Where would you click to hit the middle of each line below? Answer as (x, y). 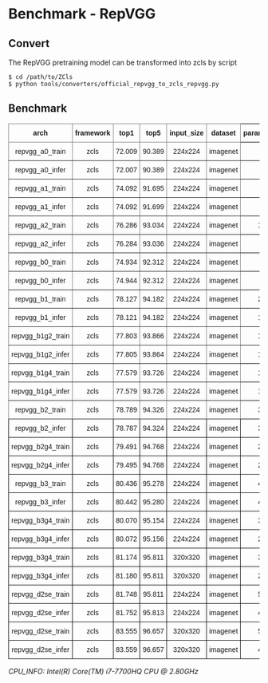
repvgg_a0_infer (40, 170)
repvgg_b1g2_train (41, 336)
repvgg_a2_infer (40, 243)
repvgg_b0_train (40, 262)
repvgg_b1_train (40, 299)
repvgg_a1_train (40, 188)
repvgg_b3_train (40, 483)
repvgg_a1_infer (40, 207)
